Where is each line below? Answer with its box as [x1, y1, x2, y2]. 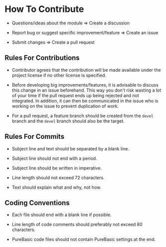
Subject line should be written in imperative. [11, 165, 102, 171]
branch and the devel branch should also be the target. [11, 118, 125, 124]
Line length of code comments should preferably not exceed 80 [11, 222, 143, 228]
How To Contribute [4, 3, 84, 15]
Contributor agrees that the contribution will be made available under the [11, 67, 161, 73]
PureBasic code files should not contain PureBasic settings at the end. [11, 237, 156, 243]
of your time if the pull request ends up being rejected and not [11, 92, 140, 98]
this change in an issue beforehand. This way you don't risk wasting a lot [11, 87, 162, 93]
